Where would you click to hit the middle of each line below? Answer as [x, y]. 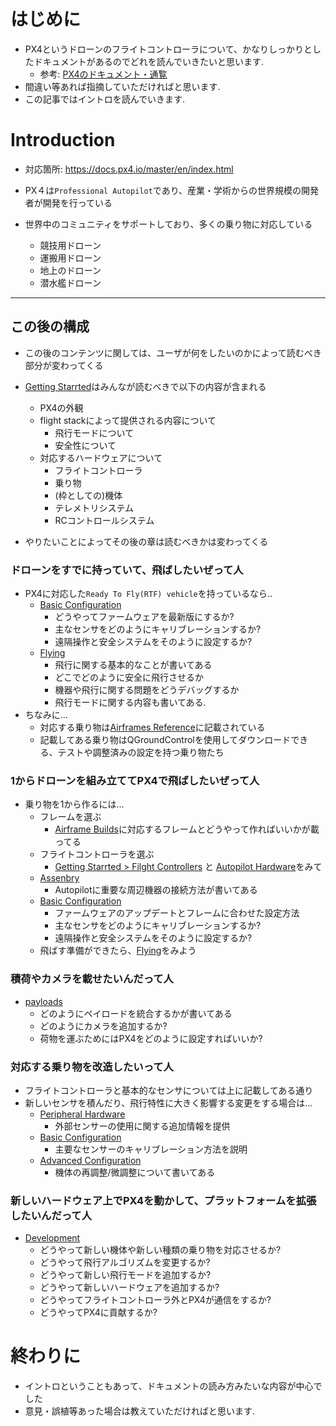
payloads [43, 1001]
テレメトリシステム [94, 507]
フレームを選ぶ [70, 817]
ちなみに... [46, 714]
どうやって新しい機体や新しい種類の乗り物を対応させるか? [160, 1250]
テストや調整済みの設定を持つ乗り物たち [141, 752]
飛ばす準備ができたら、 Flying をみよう [118, 951]
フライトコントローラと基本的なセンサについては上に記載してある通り [169, 1090]
